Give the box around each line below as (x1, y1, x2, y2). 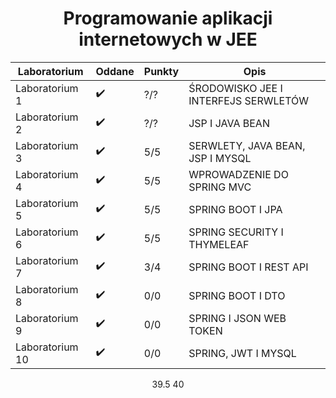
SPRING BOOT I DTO (188, 288, 286, 302)
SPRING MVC (188, 180, 252, 194)
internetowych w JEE (78, 28, 258, 51)
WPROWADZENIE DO (188, 167, 289, 181)
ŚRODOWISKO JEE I (188, 81, 283, 95)
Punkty (143, 64, 180, 78)
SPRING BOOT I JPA (188, 202, 283, 216)
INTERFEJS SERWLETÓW (188, 93, 310, 107)
